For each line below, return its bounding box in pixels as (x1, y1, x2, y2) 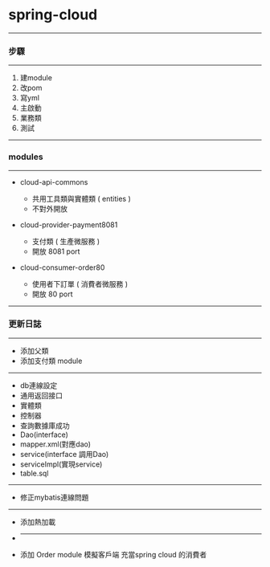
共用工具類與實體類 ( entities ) (31, 194, 131, 203)
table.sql (19, 468, 49, 478)
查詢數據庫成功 (19, 420, 70, 430)
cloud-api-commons (19, 177, 88, 186)
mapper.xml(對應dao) (19, 439, 91, 449)
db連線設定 (19, 380, 58, 390)
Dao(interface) (19, 430, 68, 439)
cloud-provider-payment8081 (19, 219, 118, 230)
